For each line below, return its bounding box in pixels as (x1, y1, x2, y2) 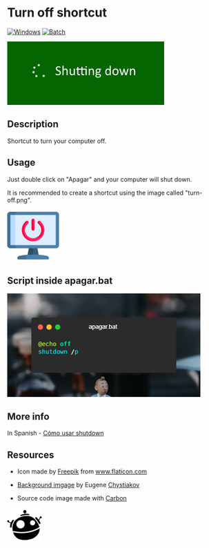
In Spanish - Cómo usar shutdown (7, 429, 104, 438)
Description (7, 119, 59, 130)
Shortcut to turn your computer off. (7, 137, 107, 145)
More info (7, 411, 50, 422)
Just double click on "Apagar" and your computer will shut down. (7, 175, 192, 184)
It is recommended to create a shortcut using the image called (7, 188, 184, 197)
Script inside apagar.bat (7, 275, 113, 286)
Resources (7, 449, 54, 460)
